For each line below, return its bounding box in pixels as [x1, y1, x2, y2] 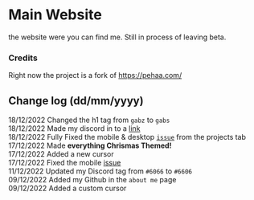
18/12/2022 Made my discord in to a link [8, 124, 141, 133]
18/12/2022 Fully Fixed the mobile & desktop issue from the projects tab [8, 133, 247, 142]
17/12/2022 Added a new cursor [8, 149, 114, 159]
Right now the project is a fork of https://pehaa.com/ [8, 71, 182, 80]
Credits [8, 52, 38, 63]
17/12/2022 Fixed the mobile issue [8, 158, 121, 168]
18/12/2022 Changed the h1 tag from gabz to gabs [8, 115, 170, 125]
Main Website [8, 6, 102, 24]
